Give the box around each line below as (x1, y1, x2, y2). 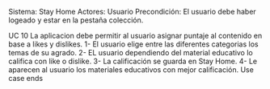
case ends (8, 74, 43, 83)
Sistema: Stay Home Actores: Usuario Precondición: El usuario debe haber (8, 7, 256, 16)
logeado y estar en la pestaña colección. (8, 15, 144, 25)
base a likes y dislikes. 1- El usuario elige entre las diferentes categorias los (8, 39, 259, 49)
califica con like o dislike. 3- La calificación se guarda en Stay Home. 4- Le (8, 56, 257, 66)
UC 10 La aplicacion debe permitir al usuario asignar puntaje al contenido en (8, 31, 263, 40)
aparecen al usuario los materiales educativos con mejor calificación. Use (8, 65, 255, 75)
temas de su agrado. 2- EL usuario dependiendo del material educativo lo (8, 48, 253, 57)
